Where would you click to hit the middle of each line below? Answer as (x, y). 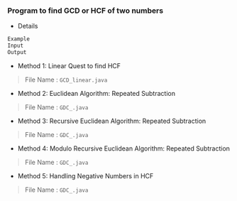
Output (17, 53)
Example (19, 39)
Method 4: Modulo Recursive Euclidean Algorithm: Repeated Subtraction (124, 148)
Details (28, 26)
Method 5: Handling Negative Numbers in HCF (86, 175)
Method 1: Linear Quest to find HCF (69, 65)
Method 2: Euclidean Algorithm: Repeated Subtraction (97, 93)
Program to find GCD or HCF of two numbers (86, 11)
